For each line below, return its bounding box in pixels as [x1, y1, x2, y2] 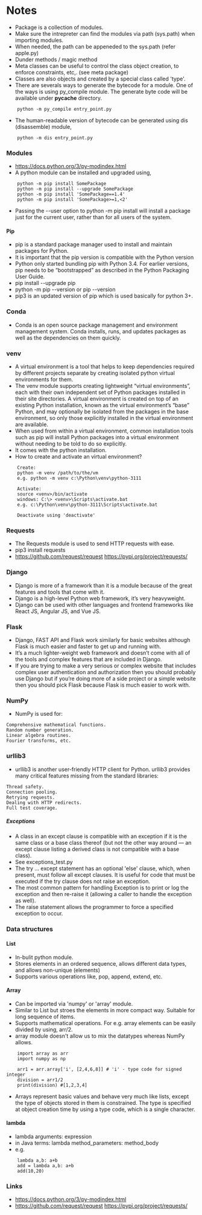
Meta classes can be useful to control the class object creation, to [14, 62, 179, 70]
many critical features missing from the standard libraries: [14, 772, 159, 779]
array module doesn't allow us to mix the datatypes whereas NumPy [14, 1032, 185, 1040]
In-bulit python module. [14, 954, 74, 961]
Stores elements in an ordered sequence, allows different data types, [14, 960, 187, 967]
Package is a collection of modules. [14, 24, 104, 31]
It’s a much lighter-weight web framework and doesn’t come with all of [14, 649, 191, 657]
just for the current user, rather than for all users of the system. [14, 214, 172, 221]
